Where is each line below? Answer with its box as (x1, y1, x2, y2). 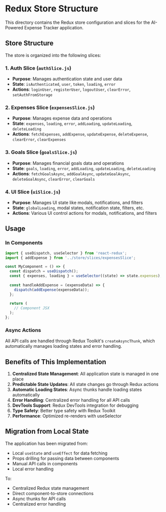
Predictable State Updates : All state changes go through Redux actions (12, 381, 159, 387)
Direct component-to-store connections (12, 490, 94, 496)
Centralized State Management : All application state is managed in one (12, 371, 159, 377)
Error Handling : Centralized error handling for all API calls (12, 397, 130, 403)
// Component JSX (14, 306, 50, 311)
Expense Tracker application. (24, 24, 84, 30)
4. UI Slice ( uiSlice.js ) (5, 188, 61, 195)
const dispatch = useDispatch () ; (9, 269, 79, 274)
